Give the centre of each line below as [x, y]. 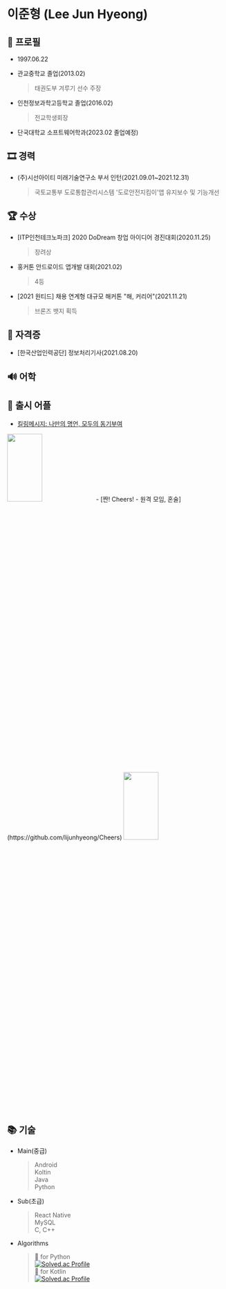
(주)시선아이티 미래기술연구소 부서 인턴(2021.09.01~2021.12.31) [103, 177]
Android [46, 1165]
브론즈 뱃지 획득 [56, 311]
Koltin [43, 1172]
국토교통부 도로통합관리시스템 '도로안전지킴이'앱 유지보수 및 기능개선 [127, 192]
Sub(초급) [31, 1202]
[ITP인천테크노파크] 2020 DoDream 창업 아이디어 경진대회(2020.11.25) [114, 237]
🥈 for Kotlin [50, 1272]
